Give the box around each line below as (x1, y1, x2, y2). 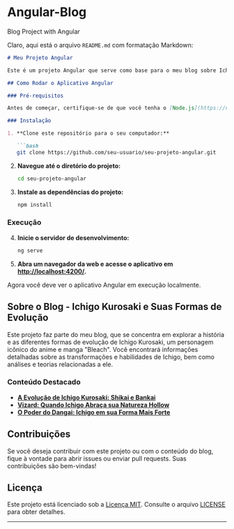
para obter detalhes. (7, 507, 65, 516)
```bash (16, 142, 39, 150)
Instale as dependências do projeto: (17, 188, 124, 196)
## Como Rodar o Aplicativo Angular (7, 80, 114, 87)
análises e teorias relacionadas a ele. (7, 360, 114, 368)
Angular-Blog (7, 4, 87, 20)
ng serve (17, 247, 43, 254)
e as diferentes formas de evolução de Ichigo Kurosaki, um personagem (7, 338, 214, 346)
